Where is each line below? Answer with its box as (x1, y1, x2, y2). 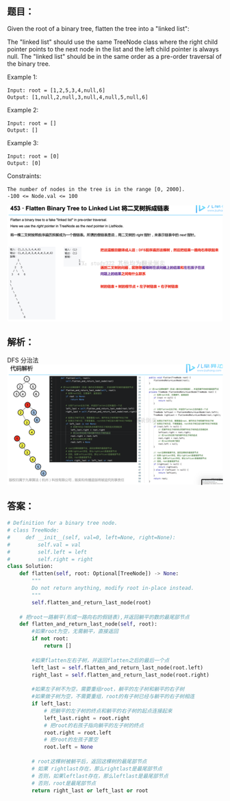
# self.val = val (7, 541, 81, 548)
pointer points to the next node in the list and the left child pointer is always (7, 45, 219, 53)
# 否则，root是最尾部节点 (31, 780, 97, 787)
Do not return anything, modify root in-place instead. (31, 584, 194, 592)
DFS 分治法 (7, 356, 39, 364)
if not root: (31, 635, 69, 642)
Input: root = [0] (7, 153, 60, 160)
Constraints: (7, 171, 42, 180)
